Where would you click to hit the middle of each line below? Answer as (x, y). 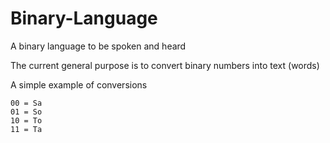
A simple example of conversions (79, 84)
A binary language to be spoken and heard (98, 46)
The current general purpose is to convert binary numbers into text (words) (165, 65)
